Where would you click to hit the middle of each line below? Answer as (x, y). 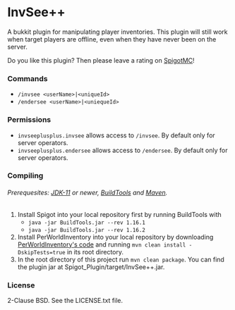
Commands (28, 78)
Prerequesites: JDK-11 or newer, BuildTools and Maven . (88, 193)
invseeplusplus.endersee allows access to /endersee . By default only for (122, 150)
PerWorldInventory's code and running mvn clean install (102, 244)
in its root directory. (95, 252)
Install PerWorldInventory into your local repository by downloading (115, 237)
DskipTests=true (41, 252)
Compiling (25, 175)
